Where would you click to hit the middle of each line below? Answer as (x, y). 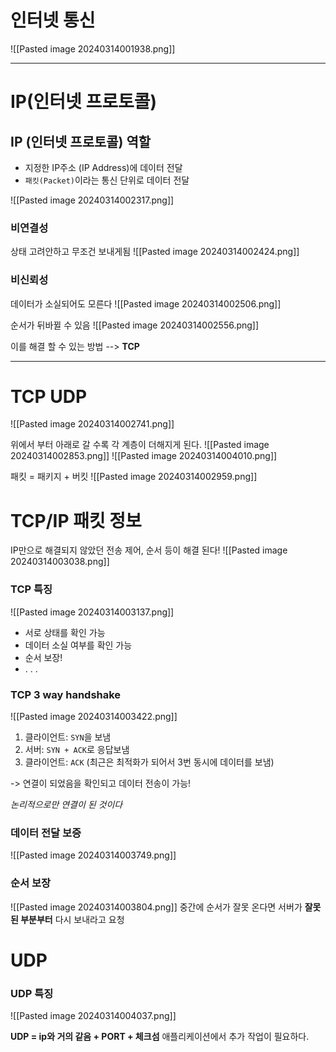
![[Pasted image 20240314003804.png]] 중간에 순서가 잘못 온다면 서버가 (156, 907)
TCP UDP (49, 396)
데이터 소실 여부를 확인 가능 (78, 645)
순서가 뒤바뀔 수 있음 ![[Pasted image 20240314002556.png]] (135, 325)
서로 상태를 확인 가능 (65, 632)
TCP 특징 (31, 589)
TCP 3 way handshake (66, 694)
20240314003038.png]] (60, 562)
